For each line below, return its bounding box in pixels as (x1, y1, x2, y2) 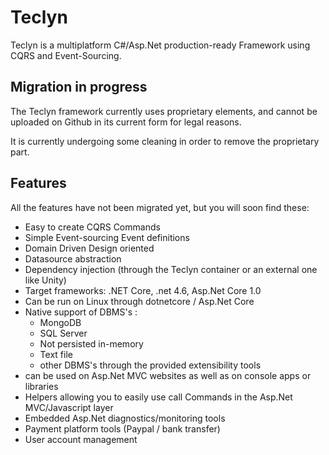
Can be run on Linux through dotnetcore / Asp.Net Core (24, 295, 255, 307)
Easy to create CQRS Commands (24, 221, 161, 233)
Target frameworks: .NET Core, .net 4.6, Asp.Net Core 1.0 (24, 284, 262, 296)
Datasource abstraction (24, 252, 122, 265)
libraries (24, 380, 59, 392)
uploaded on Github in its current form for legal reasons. (10, 116, 242, 128)
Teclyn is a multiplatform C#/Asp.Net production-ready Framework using (10, 39, 311, 51)
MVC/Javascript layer (24, 401, 114, 413)
